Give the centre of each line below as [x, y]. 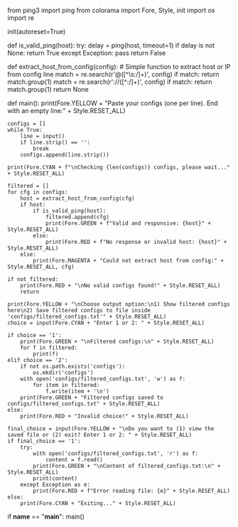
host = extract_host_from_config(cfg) [77, 198]
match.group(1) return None [48, 89]
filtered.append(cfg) [77, 217]
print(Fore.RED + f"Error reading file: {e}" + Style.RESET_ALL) [132, 491]
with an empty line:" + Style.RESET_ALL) [66, 111]
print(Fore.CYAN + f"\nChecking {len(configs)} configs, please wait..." [119, 167]
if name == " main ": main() [46, 516]
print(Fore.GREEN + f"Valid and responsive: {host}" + [128, 223]
